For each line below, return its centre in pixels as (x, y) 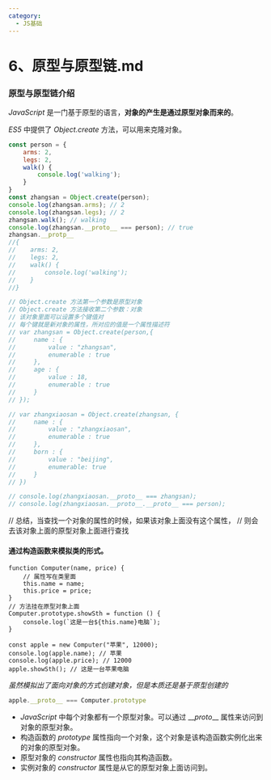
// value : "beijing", (61, 459)
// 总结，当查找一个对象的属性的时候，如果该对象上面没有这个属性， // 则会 (133, 521)
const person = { (38, 145)
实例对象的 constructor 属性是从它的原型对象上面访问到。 (116, 768)
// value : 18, (49, 377)
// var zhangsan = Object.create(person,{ (81, 332)
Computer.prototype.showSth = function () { (85, 614)
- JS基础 (29, 23)
